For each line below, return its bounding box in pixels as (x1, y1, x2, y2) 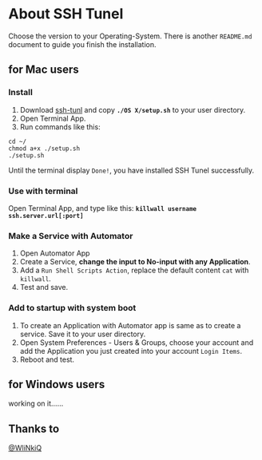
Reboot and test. (19, 355, 74, 364)
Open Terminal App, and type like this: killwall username (8, 203, 197, 212)
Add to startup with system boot (8, 303, 137, 314)
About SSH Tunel (8, 5, 124, 23)
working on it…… (8, 399, 64, 408)
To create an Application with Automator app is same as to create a (19, 320, 241, 330)
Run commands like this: (19, 121, 101, 132)
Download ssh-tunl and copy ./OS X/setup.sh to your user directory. (19, 105, 246, 114)
